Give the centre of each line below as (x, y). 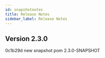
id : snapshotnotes (24, 10)
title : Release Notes (27, 14)
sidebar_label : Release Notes (36, 19)
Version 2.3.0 (26, 39)
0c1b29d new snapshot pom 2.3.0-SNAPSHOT (53, 51)
